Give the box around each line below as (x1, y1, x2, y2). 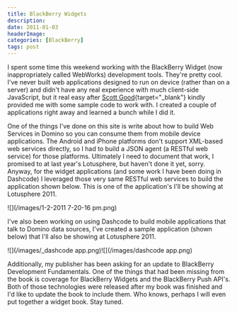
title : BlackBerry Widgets (7, 10, 87, 18)
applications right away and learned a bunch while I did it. (7, 108, 175, 116)
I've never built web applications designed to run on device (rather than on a (7, 78, 230, 86)
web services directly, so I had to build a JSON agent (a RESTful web (7, 145, 209, 153)
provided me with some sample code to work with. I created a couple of (7, 101, 217, 109)
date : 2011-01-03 (7, 23, 59, 31)
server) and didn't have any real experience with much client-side (7, 86, 200, 94)
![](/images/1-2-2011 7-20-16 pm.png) (7, 204, 117, 212)
